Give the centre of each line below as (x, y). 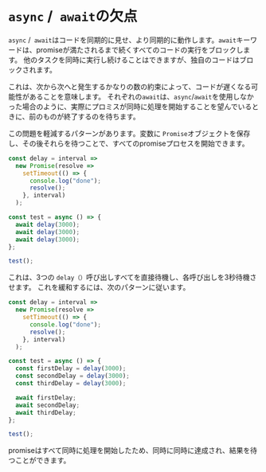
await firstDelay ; (46, 398)
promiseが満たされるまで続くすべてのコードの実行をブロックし (139, 49)
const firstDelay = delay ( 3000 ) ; (71, 369)
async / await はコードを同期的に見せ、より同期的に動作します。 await (122, 40)
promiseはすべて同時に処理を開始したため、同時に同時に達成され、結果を (129, 451)
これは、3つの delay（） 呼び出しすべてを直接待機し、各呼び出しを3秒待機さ (133, 277)
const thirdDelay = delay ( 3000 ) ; (71, 384)
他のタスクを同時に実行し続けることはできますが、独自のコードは (132, 60)
